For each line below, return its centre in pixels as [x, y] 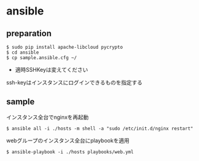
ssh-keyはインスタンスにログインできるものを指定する [74, 82]
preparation [29, 33]
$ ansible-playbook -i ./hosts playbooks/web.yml [70, 152]
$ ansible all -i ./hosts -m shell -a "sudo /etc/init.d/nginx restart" [100, 128]
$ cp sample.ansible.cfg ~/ [42, 58]
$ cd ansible [23, 52]
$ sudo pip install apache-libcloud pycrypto [64, 47]
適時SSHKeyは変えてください [51, 70]
